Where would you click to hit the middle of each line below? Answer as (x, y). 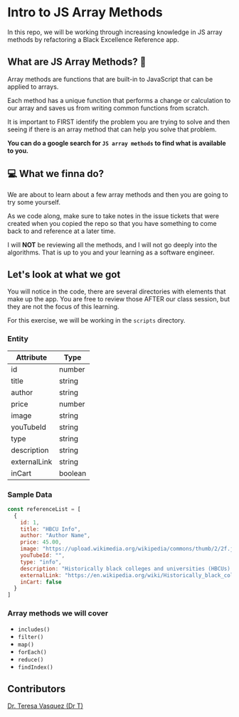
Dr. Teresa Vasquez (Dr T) (46, 706)
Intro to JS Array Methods (85, 12)
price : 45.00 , (41, 542)
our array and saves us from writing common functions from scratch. (108, 108)
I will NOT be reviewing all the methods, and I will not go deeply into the (112, 244)
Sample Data (30, 495)
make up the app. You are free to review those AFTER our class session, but (118, 299)
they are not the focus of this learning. (63, 307)
